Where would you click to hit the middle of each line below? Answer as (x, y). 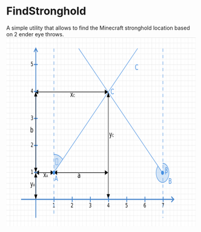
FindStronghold (46, 11)
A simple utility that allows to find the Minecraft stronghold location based (98, 28)
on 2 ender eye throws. (35, 34)
